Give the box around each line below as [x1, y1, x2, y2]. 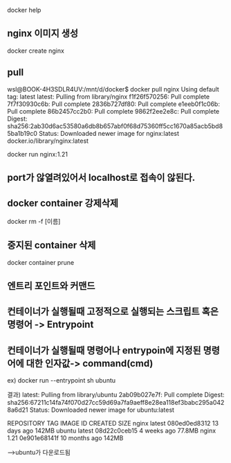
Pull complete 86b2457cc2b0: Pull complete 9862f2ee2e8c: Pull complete [7, 107, 220, 115]
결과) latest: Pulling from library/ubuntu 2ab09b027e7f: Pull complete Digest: [7, 391, 225, 399]
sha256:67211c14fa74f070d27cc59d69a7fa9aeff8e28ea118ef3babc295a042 [7, 399, 225, 407]
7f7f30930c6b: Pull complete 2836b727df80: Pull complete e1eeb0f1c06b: [7, 100, 220, 108]
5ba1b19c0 [7, 129, 38, 137]
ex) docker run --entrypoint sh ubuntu [7, 376, 116, 385]
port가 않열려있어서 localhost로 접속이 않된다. [7, 172, 196, 184]
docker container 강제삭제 [7, 198, 119, 209]
